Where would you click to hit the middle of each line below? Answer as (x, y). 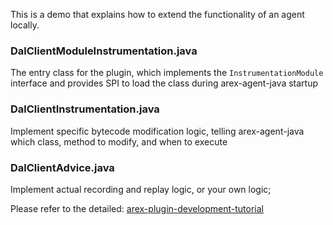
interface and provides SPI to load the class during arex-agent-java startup (164, 83)
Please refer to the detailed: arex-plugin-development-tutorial (137, 208)
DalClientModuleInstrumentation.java (104, 51)
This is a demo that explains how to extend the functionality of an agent (157, 14)
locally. (25, 25)
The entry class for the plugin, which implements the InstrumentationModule (167, 73)
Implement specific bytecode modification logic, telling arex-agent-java (157, 131)
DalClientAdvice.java (62, 167)
